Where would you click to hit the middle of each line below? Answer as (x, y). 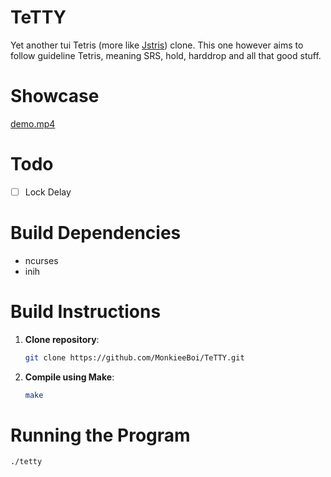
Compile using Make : (69, 377)
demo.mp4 (33, 123)
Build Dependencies (96, 233)
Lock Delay (48, 192)
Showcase (55, 96)
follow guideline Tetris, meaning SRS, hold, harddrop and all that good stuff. (166, 55)
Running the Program (100, 435)
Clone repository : (62, 339)
